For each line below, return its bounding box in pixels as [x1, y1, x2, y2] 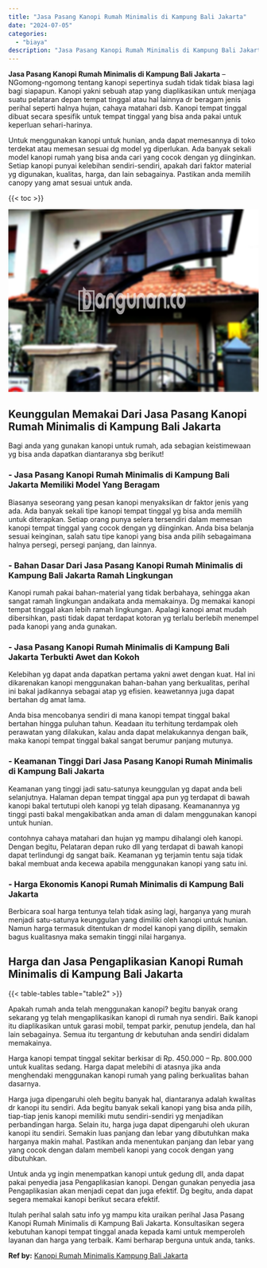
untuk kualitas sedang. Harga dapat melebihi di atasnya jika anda [8, 1062, 221, 1071]
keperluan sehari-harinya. [8, 120, 93, 130]
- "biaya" [15, 38, 48, 46]
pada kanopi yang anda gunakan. [8, 622, 118, 631]
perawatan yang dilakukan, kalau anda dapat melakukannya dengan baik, [8, 728, 249, 737]
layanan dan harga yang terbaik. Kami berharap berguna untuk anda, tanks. [8, 1235, 256, 1245]
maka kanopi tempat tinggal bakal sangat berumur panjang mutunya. [8, 736, 234, 745]
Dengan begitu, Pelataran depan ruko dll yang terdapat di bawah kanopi [8, 842, 244, 851]
